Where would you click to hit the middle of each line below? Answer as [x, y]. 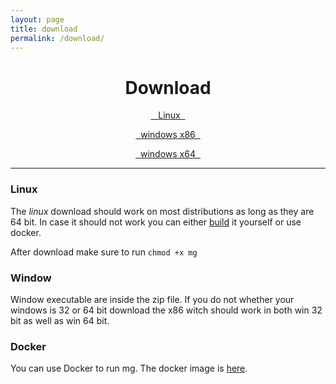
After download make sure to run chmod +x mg [104, 252]
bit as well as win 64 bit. [60, 320]
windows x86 [168, 135]
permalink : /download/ [57, 38]
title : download [44, 29]
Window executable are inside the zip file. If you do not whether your [152, 299]
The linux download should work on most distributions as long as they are [162, 211]
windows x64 [168, 154]
